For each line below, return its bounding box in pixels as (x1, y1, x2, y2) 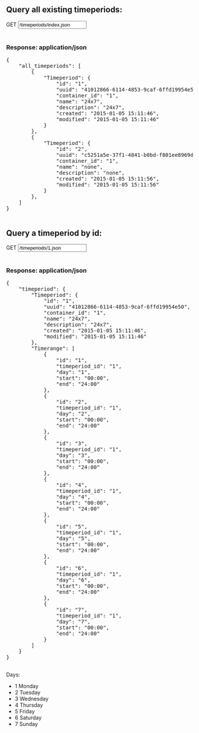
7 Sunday (14, 721, 38, 728)
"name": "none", (56, 163, 104, 170)
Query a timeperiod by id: (6, 228, 102, 238)
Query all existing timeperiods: (6, 5, 123, 15)
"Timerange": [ (31, 345, 75, 352)
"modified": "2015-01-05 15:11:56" (56, 181, 160, 188)
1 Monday (14, 683, 38, 690)
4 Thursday (14, 702, 43, 709)
